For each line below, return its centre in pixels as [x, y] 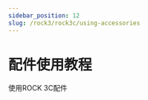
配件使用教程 [51, 65]
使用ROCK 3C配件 [38, 88]
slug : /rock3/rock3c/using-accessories [74, 23]
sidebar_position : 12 [44, 15]
